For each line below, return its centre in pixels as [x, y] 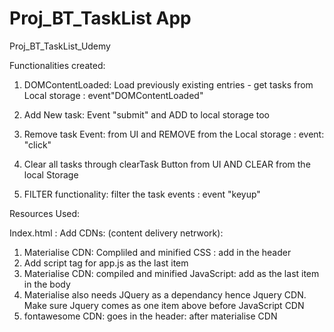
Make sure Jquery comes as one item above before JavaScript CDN [164, 305]
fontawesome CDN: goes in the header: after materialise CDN [150, 316]
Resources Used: [45, 213]
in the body [47, 284]
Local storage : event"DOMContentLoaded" [113, 95]
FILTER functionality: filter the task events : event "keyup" [142, 194]
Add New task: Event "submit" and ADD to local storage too [146, 114]
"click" [37, 144]
